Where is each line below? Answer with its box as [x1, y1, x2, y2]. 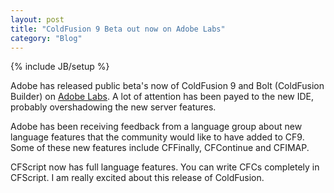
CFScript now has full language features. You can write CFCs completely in [10, 161, 320, 173]
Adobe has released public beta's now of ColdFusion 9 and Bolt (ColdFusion [10, 80, 325, 92]
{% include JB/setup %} [10, 61, 110, 73]
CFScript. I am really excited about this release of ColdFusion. [10, 172, 265, 184]
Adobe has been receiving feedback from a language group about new [10, 121, 303, 133]
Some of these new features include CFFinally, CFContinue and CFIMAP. [10, 142, 310, 154]
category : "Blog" [10, 33, 83, 43]
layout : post [10, 14, 65, 25]
